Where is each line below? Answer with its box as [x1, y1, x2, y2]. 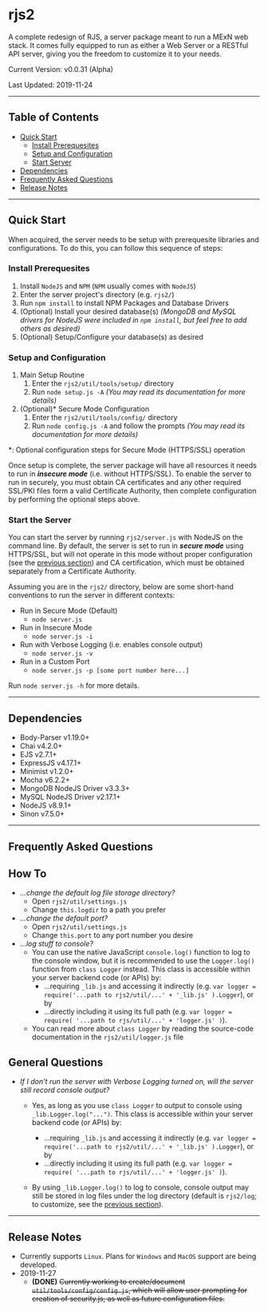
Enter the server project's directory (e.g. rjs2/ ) [19, 289, 175, 299]
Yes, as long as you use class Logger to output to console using [31, 1101, 242, 1110]
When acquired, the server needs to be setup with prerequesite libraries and [8, 234, 259, 244]
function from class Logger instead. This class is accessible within [31, 964, 251, 974]
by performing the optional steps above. [8, 495, 140, 504]
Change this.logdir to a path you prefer [31, 905, 166, 915]
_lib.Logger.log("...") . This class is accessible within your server [31, 1109, 254, 1119]
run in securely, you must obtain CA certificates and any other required [8, 478, 242, 487]
